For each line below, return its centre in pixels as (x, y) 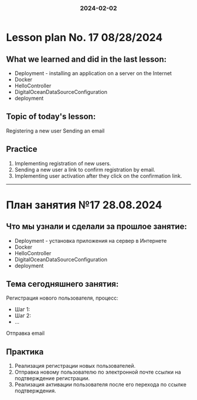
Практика (25, 352)
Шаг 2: (23, 316)
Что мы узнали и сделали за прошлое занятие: (97, 227)
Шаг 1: (22, 310)
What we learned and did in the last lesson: (86, 59)
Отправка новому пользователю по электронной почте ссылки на (98, 372)
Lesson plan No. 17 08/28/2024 (84, 38)
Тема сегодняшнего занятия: (62, 284)
